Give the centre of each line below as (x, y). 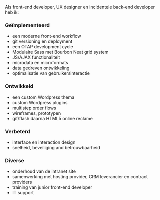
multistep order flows (34, 108)
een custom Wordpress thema (43, 97)
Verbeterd (18, 131)
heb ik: (12, 12)
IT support (23, 193)
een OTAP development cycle (43, 47)
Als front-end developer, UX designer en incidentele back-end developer (80, 7)
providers (22, 182)
